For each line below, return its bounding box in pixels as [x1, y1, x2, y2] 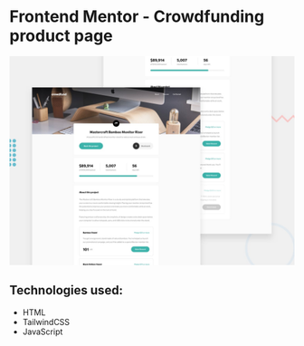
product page [9, 25, 113, 46]
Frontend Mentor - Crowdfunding [9, 6, 265, 27]
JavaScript [22, 326, 63, 337]
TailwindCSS [22, 316, 71, 327]
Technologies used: [9, 283, 124, 298]
